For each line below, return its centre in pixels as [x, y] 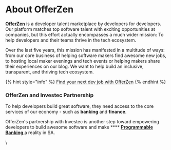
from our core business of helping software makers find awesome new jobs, [86, 55]
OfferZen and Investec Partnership [50, 95]
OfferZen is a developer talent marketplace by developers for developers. [83, 24]
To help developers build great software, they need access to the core [80, 106]
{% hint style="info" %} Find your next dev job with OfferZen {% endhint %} [86, 82]
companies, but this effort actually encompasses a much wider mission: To [84, 34]
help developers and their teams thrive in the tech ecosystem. [71, 40]
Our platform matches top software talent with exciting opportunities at [80, 29]
